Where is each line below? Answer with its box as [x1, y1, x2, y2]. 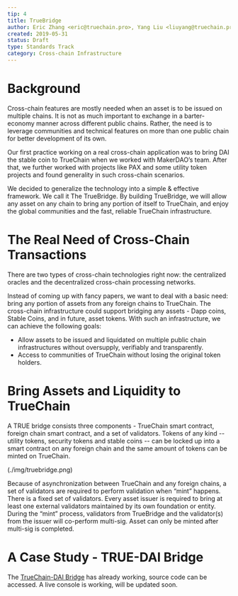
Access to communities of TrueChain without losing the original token [17, 351, 221, 359]
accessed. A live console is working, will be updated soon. [7, 580, 178, 589]
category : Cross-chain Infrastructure [7, 50, 122, 57]
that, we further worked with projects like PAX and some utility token [7, 162, 208, 171]
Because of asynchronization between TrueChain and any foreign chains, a [7, 479, 227, 487]
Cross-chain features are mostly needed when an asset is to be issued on [7, 104, 223, 112]
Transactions [7, 247, 87, 263]
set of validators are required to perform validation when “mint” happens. [7, 487, 221, 495]
